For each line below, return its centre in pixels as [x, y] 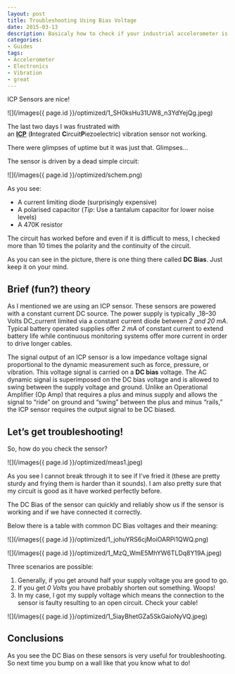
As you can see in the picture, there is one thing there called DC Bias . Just [115, 260]
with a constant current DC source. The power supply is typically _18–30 [112, 313]
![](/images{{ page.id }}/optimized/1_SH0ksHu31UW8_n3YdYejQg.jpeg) [110, 113]
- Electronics [28, 66]
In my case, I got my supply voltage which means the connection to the [121, 595]
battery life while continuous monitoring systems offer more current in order [117, 336]
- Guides [20, 46]
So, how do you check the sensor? [57, 449]
